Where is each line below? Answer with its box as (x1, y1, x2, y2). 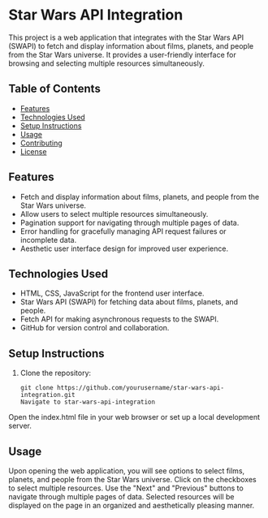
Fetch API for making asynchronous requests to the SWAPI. (19, 314, 219, 324)
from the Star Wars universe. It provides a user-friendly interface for (8, 50, 237, 59)
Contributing (19, 138, 63, 148)
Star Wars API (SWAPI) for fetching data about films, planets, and (19, 297, 238, 307)
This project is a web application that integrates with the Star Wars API (8, 32, 244, 42)
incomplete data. (19, 235, 77, 244)
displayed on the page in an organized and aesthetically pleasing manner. (8, 501, 255, 510)
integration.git (19, 391, 76, 399)
